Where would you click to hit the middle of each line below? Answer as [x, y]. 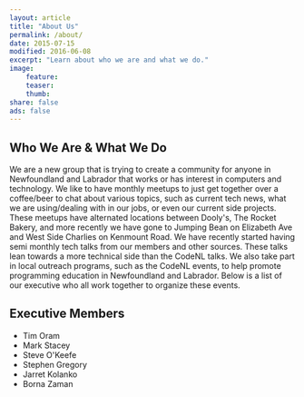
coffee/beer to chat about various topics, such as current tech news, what [148, 198]
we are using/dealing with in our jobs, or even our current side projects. [143, 208]
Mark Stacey [46, 345]
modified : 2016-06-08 [50, 52]
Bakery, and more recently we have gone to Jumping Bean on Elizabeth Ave [151, 227]
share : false [34, 102]
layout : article [40, 18]
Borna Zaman [48, 383]
